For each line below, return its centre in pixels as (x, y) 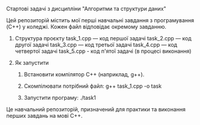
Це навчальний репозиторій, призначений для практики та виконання (96, 109)
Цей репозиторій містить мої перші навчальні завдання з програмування (100, 20)
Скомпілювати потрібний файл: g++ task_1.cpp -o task (93, 86)
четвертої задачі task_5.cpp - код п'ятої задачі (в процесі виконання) (103, 51)
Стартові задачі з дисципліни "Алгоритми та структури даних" (86, 9)
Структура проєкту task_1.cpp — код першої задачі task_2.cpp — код (103, 38)
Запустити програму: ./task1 (60, 98)
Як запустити (32, 63)
